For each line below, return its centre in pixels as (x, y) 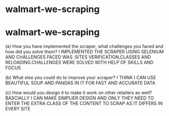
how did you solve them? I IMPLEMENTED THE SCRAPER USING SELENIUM (84, 52)
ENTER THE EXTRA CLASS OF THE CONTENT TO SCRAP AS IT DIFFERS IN (84, 103)
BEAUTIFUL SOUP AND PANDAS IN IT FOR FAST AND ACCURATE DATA (80, 83)
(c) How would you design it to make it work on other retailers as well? (79, 93)
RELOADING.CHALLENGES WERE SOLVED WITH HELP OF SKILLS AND (79, 63)
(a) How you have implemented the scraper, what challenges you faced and (84, 46)
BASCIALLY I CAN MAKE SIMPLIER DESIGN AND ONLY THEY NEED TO (80, 98)
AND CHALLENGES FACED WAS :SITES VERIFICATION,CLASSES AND (78, 57)
